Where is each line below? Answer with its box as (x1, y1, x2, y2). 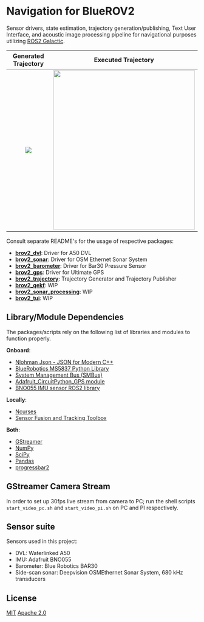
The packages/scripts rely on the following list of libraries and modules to (6, 328, 190, 335)
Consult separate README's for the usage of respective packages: (6, 237, 174, 245)
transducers (15, 575, 46, 582)
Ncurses (15, 408, 36, 415)
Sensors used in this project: (6, 537, 78, 545)
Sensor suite (6, 522, 56, 532)
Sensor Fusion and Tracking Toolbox (15, 414, 107, 421)
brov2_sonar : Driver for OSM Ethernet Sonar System (15, 256, 148, 263)
